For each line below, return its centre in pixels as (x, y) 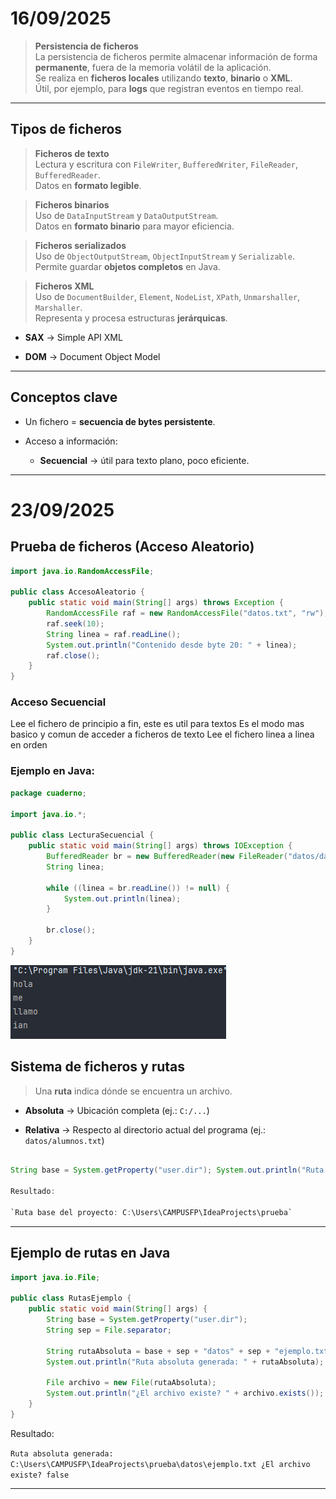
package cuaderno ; (48, 793)
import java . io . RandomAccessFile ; (82, 571)
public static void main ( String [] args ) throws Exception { (156, 603)
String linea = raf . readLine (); (114, 634)
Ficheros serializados (80, 245)
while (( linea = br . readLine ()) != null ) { (138, 888)
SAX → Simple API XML (73, 337)
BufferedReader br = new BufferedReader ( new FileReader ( (167, 857)
